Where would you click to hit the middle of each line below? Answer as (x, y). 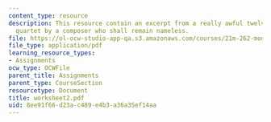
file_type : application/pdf (56, 46)
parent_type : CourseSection (56, 83)
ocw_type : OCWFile (39, 68)
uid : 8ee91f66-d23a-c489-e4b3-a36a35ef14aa (83, 105)
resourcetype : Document (48, 90)
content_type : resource (48, 16)
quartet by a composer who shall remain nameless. (102, 31)
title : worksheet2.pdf (46, 98)
